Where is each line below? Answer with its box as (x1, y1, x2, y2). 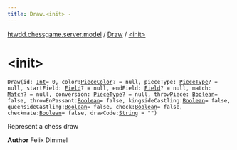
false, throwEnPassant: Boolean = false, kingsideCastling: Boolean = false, (7, 97, 231, 104)
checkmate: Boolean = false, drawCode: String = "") (7, 109, 158, 117)
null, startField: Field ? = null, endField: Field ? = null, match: (7, 85, 212, 92)
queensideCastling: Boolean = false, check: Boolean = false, (7, 103, 183, 110)
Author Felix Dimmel (7, 136, 68, 144)
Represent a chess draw (7, 122, 79, 130)
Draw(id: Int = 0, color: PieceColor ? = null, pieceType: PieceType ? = (7, 78, 218, 85)
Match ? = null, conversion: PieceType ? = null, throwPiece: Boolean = (7, 90, 218, 98)
